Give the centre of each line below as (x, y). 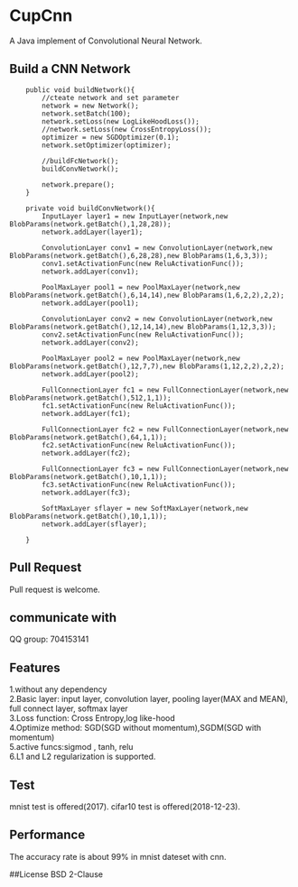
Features (35, 667)
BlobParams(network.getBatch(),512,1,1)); (90, 398)
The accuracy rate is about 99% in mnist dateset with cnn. (118, 856)
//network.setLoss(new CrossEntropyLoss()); (127, 129)
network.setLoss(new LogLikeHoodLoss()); (121, 121)
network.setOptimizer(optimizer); (107, 145)
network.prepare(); (79, 185)
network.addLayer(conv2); (91, 342)
